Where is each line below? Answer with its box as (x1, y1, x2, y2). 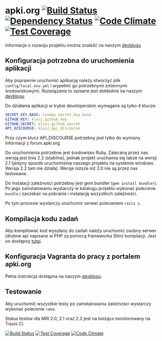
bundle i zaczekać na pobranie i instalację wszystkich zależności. (5, 190, 137, 197)
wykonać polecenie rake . (5, 306, 56, 312)
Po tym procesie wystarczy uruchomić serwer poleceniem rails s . (5, 200, 141, 206)
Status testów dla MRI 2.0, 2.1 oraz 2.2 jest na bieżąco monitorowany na (5, 315, 151, 321)
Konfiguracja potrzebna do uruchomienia (5, 57, 134, 65)
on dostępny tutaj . (5, 238, 42, 244)
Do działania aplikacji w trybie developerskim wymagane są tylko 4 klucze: (5, 103, 157, 109)
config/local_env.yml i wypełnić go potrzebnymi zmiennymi (5, 82, 128, 88)
